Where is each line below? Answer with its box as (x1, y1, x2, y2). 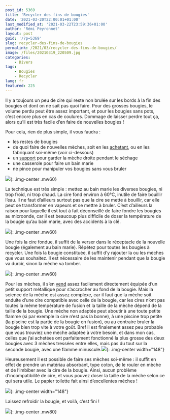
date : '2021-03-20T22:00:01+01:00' (5, 17, 81, 22)
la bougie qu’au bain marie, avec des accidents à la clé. (5, 218, 121, 225)
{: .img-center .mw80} (10, 408, 57, 415)
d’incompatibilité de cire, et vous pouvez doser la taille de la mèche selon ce (5, 372, 165, 378)
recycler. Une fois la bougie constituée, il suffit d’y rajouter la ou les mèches (5, 249, 164, 256)
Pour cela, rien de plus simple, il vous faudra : (5, 128, 100, 135)
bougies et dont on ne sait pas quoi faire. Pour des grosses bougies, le (5, 102, 153, 108)
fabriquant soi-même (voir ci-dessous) (12, 149, 94, 155)
